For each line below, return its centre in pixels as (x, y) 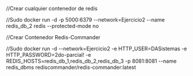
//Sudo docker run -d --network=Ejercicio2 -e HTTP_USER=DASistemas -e (97, 49)
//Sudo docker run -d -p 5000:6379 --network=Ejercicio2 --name (86, 20)
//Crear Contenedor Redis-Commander (53, 37)
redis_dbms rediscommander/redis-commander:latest (71, 67)
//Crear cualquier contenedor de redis (52, 8)
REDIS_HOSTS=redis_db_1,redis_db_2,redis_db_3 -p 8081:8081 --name (92, 61)
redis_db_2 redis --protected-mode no (53, 26)
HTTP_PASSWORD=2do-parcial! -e (49, 55)
